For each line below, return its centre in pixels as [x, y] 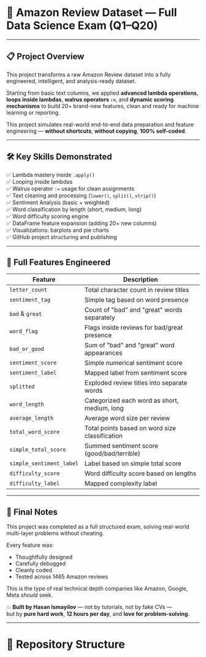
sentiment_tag [30, 300]
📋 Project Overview [45, 57]
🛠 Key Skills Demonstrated [59, 157]
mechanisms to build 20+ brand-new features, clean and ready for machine [103, 106]
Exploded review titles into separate [136, 383]
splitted [22, 387]
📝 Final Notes [32, 512]
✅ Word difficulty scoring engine [48, 216]
